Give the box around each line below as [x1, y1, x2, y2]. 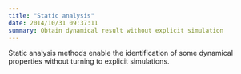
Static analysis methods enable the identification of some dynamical [8, 49, 234, 58]
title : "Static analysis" [8, 11, 94, 20]
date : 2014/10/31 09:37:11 [8, 19, 98, 27]
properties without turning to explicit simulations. [8, 56, 170, 66]
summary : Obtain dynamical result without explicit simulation [8, 26, 224, 34]
